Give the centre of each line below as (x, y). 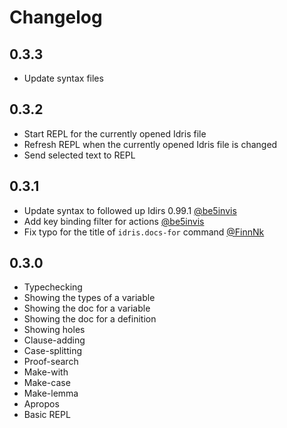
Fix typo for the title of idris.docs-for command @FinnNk (144, 232)
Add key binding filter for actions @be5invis (114, 221)
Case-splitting (53, 351)
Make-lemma (51, 393)
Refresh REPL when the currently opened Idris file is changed (150, 144)
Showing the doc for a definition (90, 319)
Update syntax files (63, 78)
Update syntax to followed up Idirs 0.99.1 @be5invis (130, 210)
